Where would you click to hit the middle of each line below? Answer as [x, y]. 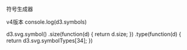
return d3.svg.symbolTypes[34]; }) [49, 41]
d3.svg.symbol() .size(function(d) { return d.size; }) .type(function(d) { [94, 34]
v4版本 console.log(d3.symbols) [46, 22]
